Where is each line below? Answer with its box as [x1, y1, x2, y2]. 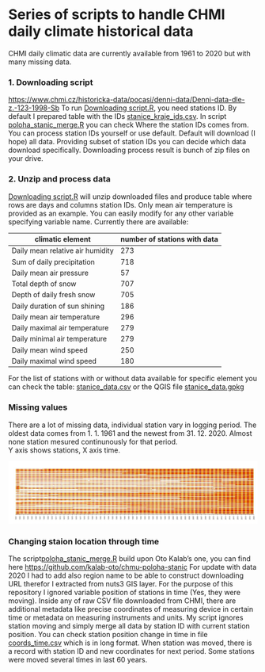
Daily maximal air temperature [11, 323, 109, 333]
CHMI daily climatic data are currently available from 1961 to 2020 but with [8, 48, 251, 58]
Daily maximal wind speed [11, 356, 97, 365]
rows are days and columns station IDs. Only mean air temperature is [8, 200, 233, 209]
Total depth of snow [11, 279, 77, 288]
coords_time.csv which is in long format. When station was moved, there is [8, 638, 252, 647]
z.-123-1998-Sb [8, 103, 60, 113]
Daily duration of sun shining [11, 301, 105, 311]
